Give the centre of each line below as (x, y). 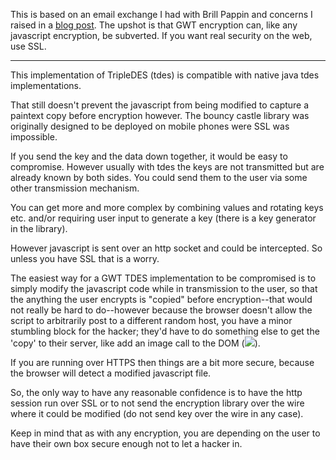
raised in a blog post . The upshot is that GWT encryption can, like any (154, 25)
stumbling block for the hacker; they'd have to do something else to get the (165, 331)
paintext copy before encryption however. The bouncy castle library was (160, 115)
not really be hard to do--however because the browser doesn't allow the (161, 310)
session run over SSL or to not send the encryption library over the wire (157, 403)
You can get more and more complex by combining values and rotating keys (167, 207)
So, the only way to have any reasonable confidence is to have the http (156, 392)
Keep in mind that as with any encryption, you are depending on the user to (165, 433)
